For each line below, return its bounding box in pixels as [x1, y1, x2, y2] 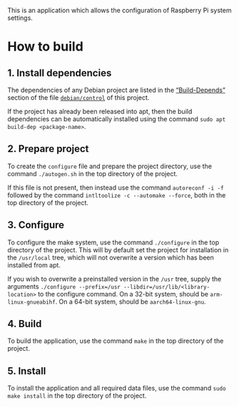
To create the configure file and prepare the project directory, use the [7, 162, 213, 170]
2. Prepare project [7, 143, 89, 155]
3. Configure [7, 219, 65, 231]
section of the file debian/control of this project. [7, 93, 150, 102]
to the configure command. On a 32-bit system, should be [38, 289, 209, 298]
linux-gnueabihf [7, 299, 56, 306]
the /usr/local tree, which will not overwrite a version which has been [7, 253, 214, 262]
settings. [7, 14, 34, 22]
